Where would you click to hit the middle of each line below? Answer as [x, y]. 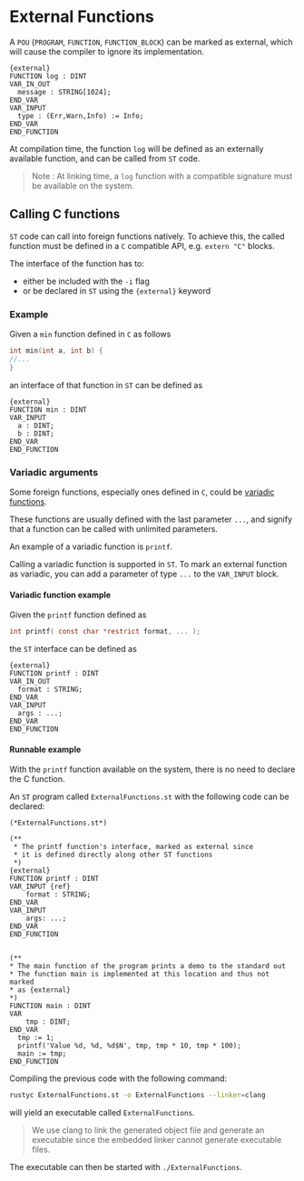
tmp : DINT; [48, 1022]
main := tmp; [42, 1054]
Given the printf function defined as [78, 615]
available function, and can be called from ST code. [105, 158]
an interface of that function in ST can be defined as [106, 385]
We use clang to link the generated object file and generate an [148, 1130]
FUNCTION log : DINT [49, 76]
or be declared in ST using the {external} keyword [117, 290]
